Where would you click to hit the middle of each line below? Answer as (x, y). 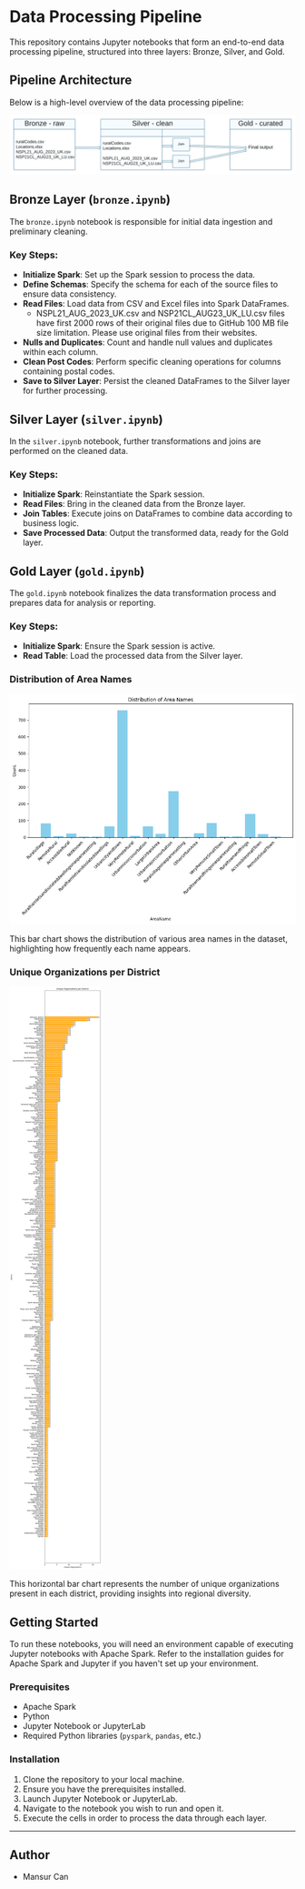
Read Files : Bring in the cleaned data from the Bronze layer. (134, 504)
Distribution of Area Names (71, 680)
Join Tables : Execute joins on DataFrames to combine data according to (157, 514)
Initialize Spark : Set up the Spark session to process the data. (139, 275)
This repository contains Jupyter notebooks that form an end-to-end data (147, 42)
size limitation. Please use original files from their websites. (147, 333)
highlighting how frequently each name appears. (100, 948)
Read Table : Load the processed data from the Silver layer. (133, 656)
